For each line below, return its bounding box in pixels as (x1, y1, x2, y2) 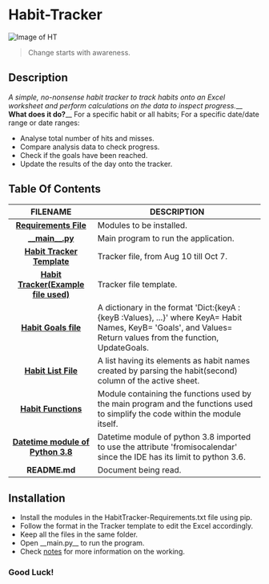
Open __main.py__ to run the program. (19, 538, 145, 548)
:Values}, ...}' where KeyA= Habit (121, 311, 243, 322)
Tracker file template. (97, 278, 178, 290)
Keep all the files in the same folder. (19, 529, 139, 539)
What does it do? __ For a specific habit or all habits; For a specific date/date (8, 109, 260, 119)
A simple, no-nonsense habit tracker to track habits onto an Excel (8, 92, 226, 102)
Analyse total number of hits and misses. (19, 133, 155, 143)
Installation (8, 491, 66, 505)
